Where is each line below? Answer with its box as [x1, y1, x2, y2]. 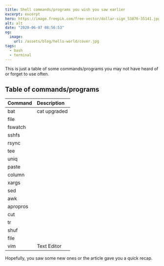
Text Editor [37, 243, 62, 249]
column [7, 171, 25, 178]
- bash [9, 48, 23, 53]
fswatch [7, 124, 26, 131]
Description [37, 100, 65, 106]
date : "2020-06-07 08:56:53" [5, 25, 64, 30]
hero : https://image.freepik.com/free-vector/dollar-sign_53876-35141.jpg [5, 16, 161, 21]
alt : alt [5, 20, 23, 26]
